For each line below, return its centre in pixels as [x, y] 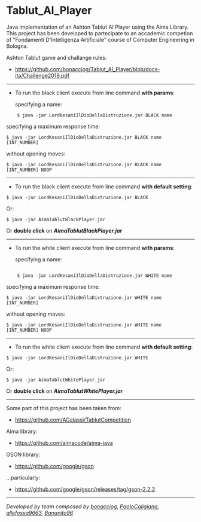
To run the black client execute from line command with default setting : [103, 187]
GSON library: [23, 454]
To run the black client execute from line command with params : [95, 93]
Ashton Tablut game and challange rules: [57, 57]
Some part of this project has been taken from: [64, 408]
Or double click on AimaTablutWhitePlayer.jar [65, 391]
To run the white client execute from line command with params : [95, 248]
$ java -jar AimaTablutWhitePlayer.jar [56, 380]
